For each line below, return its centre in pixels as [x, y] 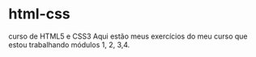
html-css [39, 14]
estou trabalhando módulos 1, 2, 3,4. [69, 44]
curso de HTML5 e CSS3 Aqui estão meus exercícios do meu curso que [128, 36]
